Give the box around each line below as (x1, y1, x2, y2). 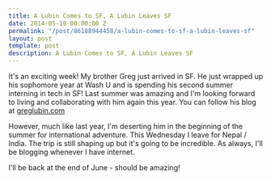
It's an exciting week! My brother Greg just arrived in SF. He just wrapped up (8, 72, 264, 81)
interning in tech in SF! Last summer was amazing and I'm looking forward (8, 89, 256, 98)
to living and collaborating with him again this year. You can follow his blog (8, 98, 256, 107)
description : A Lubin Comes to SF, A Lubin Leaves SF (8, 49, 194, 57)
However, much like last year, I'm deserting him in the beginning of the (8, 122, 243, 131)
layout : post (8, 34, 53, 43)
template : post (8, 42, 60, 50)
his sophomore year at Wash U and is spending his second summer (8, 80, 233, 90)
